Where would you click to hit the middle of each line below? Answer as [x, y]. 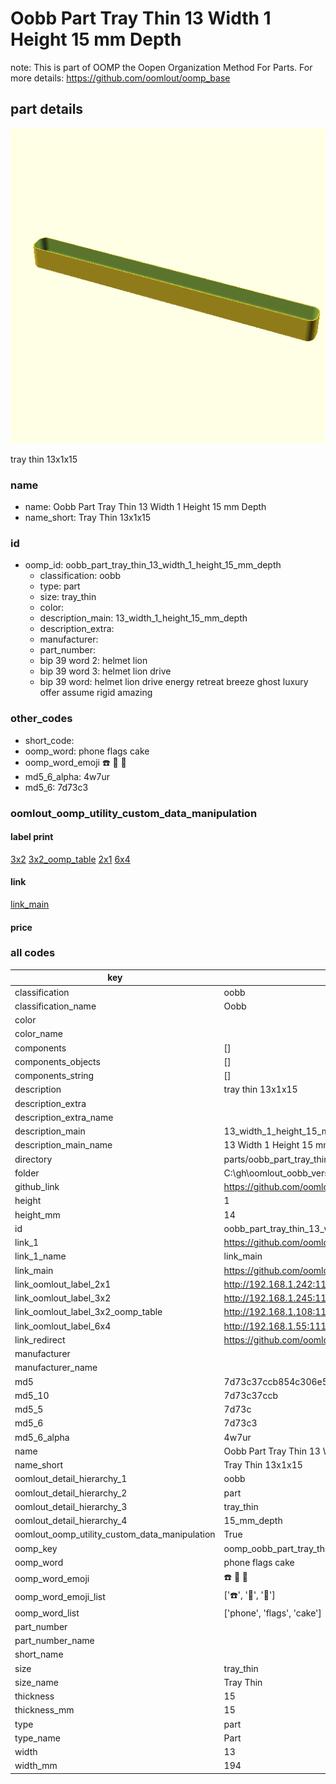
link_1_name [40, 1256]
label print [32, 837]
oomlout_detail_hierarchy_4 [71, 1521]
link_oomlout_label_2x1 [63, 1284]
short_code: [49, 740]
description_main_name [63, 1145]
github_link [37, 1187]
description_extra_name [64, 1117]
